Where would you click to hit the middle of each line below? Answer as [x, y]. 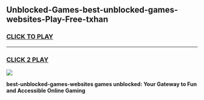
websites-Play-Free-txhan [57, 20]
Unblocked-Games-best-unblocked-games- [92, 10]
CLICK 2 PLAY [27, 59]
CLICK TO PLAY [30, 37]
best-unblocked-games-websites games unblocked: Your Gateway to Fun [102, 84]
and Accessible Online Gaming [46, 90]
